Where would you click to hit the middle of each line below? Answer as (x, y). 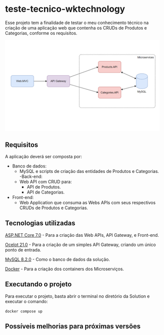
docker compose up (24, 311)
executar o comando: (26, 301)
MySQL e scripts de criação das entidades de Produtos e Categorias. (89, 171)
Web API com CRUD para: (46, 182)
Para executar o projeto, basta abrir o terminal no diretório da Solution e (78, 296)
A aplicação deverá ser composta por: (44, 157)
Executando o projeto (38, 284)
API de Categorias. (46, 192)
